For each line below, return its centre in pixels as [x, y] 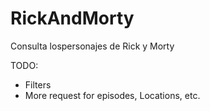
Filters [38, 84]
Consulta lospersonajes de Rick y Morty [92, 46]
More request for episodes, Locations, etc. [112, 95]
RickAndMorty [72, 18]
